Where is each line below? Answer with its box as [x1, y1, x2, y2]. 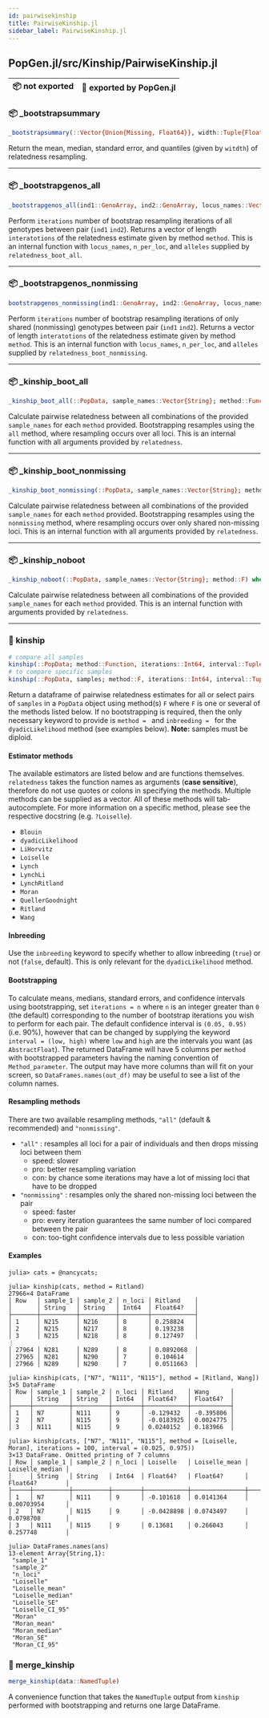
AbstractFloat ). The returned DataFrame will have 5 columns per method [8, 1044, 247, 1054]
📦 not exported [12, 81, 74, 92]
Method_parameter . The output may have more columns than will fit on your [8, 1061, 254, 1071]
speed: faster [31, 1207, 76, 1216]
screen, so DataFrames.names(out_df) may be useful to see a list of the [8, 1070, 240, 1079]
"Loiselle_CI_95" [11, 1606, 70, 1614]
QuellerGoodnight [19, 896, 78, 905]
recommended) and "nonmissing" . [8, 1123, 121, 1132]
